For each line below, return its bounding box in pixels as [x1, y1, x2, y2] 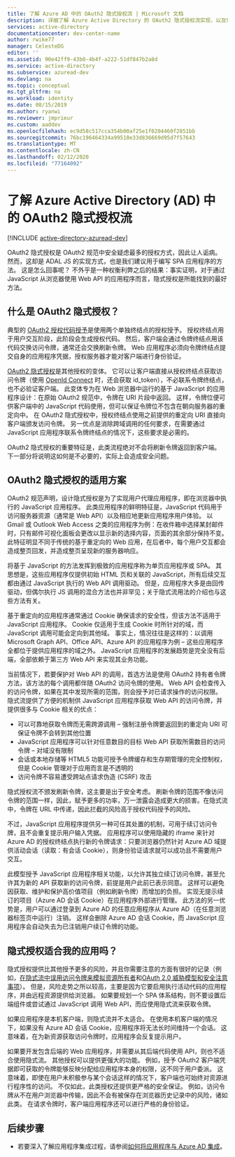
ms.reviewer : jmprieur [7, 114, 73, 121]
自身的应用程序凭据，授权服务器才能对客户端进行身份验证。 [13, 352, 185, 360]
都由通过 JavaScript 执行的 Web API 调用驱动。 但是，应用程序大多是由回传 [7, 579, 225, 587]
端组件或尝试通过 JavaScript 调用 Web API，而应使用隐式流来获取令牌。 [7, 1000, 215, 1008]
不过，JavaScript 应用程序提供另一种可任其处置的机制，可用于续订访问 [7, 820, 212, 828]
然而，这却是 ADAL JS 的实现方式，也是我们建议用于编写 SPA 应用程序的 [7, 256, 217, 265]
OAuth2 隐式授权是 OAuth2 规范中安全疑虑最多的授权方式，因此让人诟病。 [7, 248, 222, 256]
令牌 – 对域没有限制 [17, 746, 73, 755]
